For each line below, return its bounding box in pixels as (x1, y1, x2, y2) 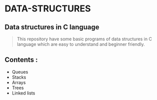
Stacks (11, 74, 26, 80)
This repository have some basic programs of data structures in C (16, 36, 153, 42)
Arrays (11, 79, 26, 85)
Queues (11, 69, 28, 75)
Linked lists (11, 90, 35, 96)
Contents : (4, 56, 38, 64)
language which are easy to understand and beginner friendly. (16, 41, 145, 47)
